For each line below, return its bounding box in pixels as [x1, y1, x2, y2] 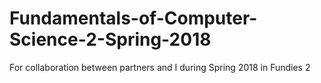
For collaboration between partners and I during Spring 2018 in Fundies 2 [9, 61, 311, 73]
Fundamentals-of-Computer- [9, 7, 258, 30]
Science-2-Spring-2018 [9, 28, 212, 51]
